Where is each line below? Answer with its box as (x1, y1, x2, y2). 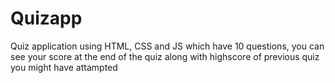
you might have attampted (10, 61, 118, 73)
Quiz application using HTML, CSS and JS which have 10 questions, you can (10, 40, 325, 52)
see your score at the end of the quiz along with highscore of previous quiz (10, 50, 320, 62)
